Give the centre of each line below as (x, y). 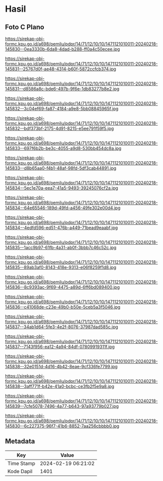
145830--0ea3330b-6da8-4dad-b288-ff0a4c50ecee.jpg (63, 49)
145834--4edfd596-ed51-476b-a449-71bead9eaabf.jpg (61, 228)
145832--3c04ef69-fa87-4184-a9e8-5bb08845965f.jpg (62, 109)
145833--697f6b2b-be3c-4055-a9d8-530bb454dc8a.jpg (63, 148)
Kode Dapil (20, 471)
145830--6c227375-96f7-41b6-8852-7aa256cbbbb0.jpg (62, 426)
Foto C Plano (25, 27)
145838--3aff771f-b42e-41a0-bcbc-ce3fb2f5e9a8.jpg (60, 386)
